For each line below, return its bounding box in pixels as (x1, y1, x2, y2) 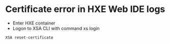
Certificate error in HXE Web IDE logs (5, 3, 165, 15)
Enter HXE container (12, 20, 55, 26)
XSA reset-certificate (5, 35, 53, 40)
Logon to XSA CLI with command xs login (12, 25, 100, 31)
